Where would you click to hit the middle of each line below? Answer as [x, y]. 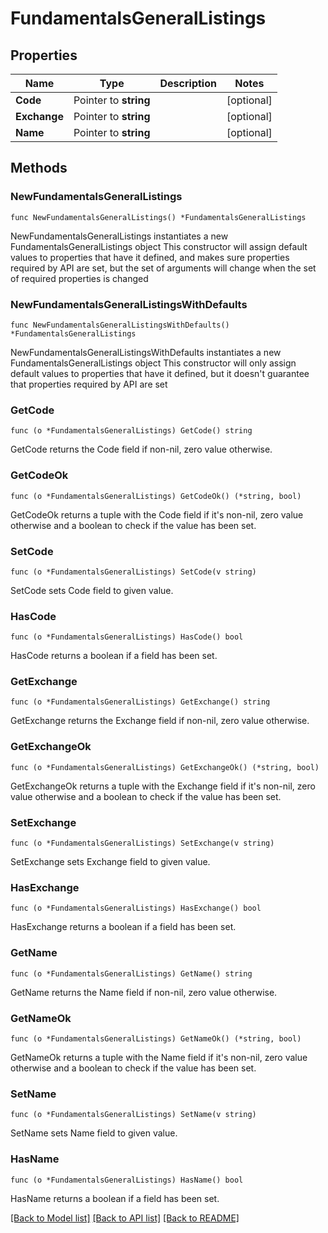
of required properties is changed [79, 278]
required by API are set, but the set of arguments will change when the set [163, 268]
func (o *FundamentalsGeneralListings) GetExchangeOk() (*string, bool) [165, 767]
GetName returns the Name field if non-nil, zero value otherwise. [144, 992]
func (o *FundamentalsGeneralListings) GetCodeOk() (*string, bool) [156, 496]
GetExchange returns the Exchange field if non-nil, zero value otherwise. [160, 721]
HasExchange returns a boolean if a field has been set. [123, 927]
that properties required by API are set [89, 384]
